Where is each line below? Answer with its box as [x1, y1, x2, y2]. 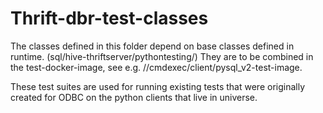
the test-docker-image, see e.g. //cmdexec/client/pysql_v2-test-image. [10, 61, 303, 73]
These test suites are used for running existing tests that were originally [10, 80, 306, 92]
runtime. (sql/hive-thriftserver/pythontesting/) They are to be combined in [10, 50, 314, 62]
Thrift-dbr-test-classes [10, 7, 209, 30]
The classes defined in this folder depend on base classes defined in [10, 40, 295, 52]
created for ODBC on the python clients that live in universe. [10, 91, 258, 103]
